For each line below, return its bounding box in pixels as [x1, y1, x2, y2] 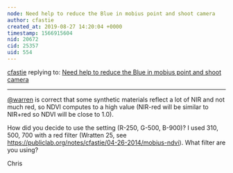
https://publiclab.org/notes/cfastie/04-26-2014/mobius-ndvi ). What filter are [7, 138, 226, 147]
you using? [7, 145, 39, 154]
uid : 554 [7, 49, 33, 56]
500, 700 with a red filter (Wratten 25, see [7, 131, 127, 139]
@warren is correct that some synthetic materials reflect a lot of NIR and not [7, 95, 225, 104]
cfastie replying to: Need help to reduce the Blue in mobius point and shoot [7, 67, 222, 76]
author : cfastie [7, 17, 54, 24]
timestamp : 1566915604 [7, 29, 73, 37]
